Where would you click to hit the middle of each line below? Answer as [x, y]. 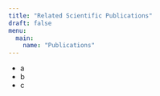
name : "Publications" [59, 46]
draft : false [30, 23]
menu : [17, 30]
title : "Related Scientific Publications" [80, 16]
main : [25, 38]
